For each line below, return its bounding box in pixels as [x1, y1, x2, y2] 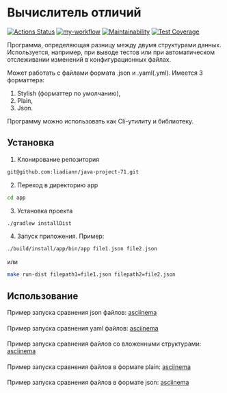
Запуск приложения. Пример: [16, 232, 105, 241]
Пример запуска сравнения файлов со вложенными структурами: [7, 340, 202, 348]
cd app [7, 194, 26, 201]
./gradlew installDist [7, 219, 72, 227]
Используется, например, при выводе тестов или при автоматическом [7, 48, 215, 56]
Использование [7, 290, 79, 302]
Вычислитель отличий [7, 5, 142, 21]
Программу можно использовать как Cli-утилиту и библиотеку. [7, 117, 194, 125]
